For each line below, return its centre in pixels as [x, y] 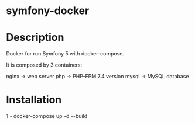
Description [35, 38]
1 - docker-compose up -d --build [47, 116]
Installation [34, 100]
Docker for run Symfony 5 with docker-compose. [65, 54]
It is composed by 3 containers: [44, 65]
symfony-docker [48, 11]
